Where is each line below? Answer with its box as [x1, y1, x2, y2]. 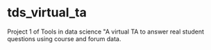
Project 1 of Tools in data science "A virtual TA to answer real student [7, 27, 205, 36]
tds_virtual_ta [7, 5, 87, 21]
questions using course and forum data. [7, 34, 121, 42]
